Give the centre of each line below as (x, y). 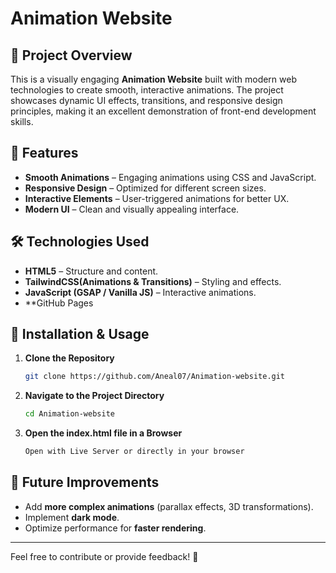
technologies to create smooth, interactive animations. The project (147, 90)
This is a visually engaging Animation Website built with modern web (153, 79)
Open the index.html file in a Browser (103, 433)
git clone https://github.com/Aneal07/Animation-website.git (155, 377)
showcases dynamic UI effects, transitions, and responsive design (146, 100)
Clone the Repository (69, 358)
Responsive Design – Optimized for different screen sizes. (145, 188)
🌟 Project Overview (71, 55)
